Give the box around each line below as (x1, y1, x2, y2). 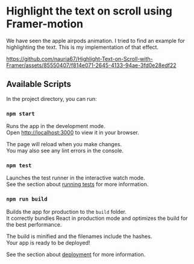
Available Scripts (6, 79, 71, 89)
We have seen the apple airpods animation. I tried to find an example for (6, 37, 186, 44)
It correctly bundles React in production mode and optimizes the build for (6, 214, 188, 222)
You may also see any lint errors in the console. (6, 147, 124, 155)
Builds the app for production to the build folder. (6, 208, 127, 215)
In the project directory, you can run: (6, 95, 97, 102)
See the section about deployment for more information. (6, 251, 146, 258)
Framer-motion (6, 17, 84, 31)
